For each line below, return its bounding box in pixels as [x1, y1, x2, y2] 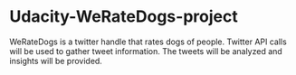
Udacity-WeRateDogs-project [9, 6, 238, 27]
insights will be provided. [9, 55, 102, 66]
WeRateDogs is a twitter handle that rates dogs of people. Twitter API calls [9, 36, 287, 47]
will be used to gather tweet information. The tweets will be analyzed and [9, 45, 282, 56]
